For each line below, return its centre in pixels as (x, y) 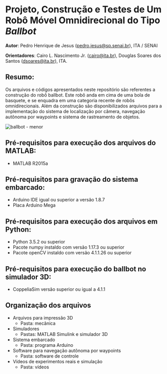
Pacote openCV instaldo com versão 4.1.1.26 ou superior (72, 253)
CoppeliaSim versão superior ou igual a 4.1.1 (59, 289)
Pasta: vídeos (35, 367)
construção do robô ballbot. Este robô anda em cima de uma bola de (78, 95)
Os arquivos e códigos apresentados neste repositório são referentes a (80, 89)
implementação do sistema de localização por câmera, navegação (75, 111)
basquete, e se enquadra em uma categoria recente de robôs (70, 100)
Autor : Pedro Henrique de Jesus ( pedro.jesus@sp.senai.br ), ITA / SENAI (81, 45)
